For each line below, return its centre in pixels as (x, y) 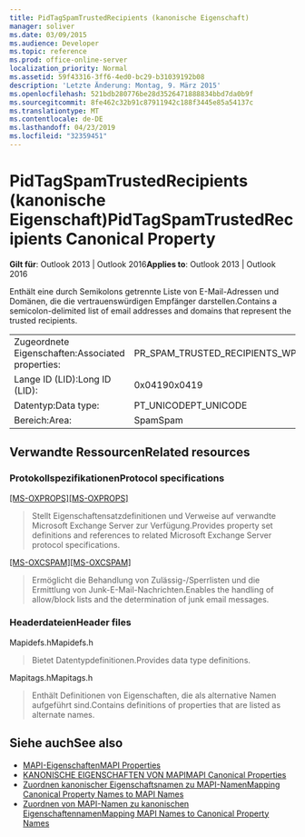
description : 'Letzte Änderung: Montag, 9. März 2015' (115, 85)
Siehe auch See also (66, 743)
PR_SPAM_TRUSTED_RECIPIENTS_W (212, 353)
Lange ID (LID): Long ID (63, 379)
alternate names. (63, 714)
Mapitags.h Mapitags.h (51, 677)
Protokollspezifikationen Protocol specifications (117, 478)
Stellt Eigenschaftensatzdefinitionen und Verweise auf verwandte (154, 515)
